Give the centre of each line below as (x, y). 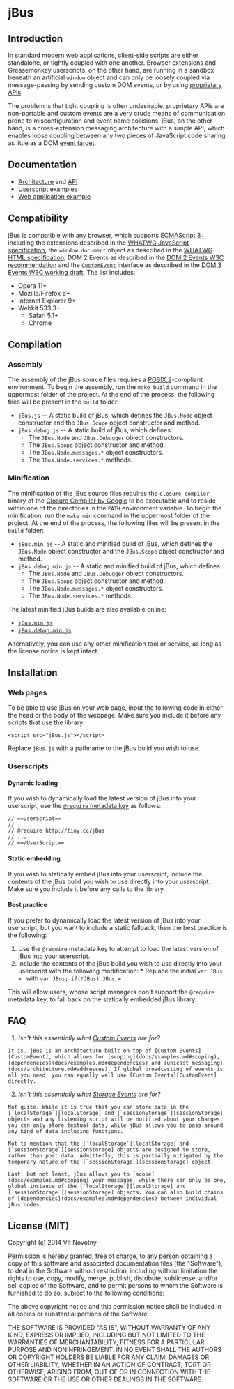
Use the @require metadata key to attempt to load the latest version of (118, 948)
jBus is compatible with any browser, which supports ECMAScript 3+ (107, 235)
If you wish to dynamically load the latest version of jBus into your (102, 798)
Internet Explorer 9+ (47, 301)
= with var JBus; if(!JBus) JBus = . (72, 978)
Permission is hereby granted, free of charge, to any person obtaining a (110, 1256)
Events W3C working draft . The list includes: (72, 272)
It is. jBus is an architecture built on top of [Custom (92, 1051)
